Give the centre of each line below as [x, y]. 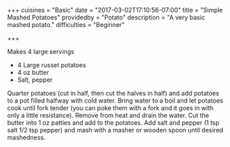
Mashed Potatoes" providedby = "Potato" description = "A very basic [106, 17]
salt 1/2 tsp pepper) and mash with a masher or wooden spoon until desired [115, 130]
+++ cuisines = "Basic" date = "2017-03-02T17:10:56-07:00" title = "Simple [115, 10]
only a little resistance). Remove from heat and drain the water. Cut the [108, 115]
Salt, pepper [35, 80]
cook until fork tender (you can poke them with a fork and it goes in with [110, 108]
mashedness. [26, 137]
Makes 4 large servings [41, 52]
